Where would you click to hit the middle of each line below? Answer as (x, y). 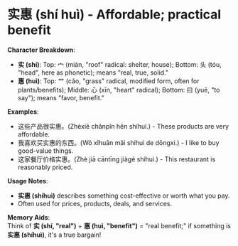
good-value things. (45, 151)
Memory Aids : (29, 217)
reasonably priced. (45, 167)
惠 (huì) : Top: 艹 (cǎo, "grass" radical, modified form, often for (108, 81)
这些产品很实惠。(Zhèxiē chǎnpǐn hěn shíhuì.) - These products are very (123, 126)
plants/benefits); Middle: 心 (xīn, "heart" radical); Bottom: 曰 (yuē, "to (119, 90)
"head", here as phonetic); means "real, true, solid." (93, 73)
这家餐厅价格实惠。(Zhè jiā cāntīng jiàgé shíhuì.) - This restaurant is (117, 159)
